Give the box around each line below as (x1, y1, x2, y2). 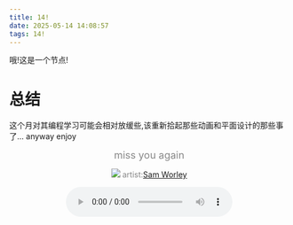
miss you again (114, 149, 185, 162)
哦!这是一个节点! (9, 55, 69, 66)
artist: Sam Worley (122, 169, 188, 180)
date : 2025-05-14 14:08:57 (9, 21, 109, 30)
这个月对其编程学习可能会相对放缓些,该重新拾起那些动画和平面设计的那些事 (9, 120, 284, 131)
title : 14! (9, 12, 50, 22)
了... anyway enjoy (9, 131, 77, 142)
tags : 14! (9, 29, 46, 38)
